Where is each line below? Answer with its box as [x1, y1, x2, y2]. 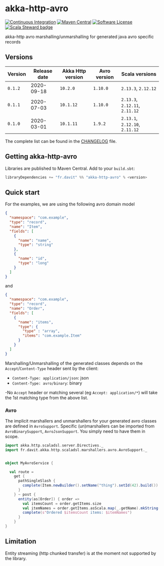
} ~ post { [14, 492, 36, 497]
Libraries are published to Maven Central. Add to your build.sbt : [5, 165, 135, 171]
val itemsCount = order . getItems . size [22, 501, 102, 506]
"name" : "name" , [18, 238, 51, 243]
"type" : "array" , [22, 329, 60, 334]
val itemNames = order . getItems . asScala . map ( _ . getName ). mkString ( [22, 505, 161, 510]
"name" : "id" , [18, 256, 47, 261]
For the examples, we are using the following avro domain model [5, 201, 135, 207]
